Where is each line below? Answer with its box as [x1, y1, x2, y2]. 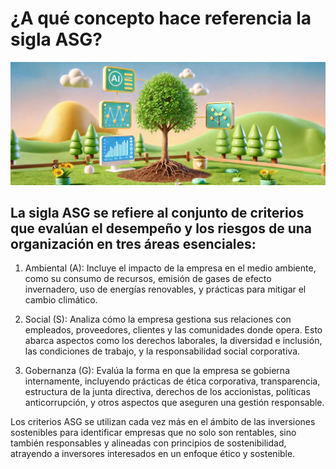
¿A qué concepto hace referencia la [10, 7, 312, 30]
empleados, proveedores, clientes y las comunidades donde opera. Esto [24, 324, 323, 336]
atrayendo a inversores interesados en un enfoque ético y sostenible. [10, 448, 296, 460]
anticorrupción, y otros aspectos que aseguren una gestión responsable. [24, 397, 325, 409]
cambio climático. [24, 294, 98, 306]
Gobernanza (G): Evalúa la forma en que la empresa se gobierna [24, 365, 290, 377]
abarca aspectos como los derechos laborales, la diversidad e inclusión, [24, 335, 323, 347]
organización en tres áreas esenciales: [10, 235, 257, 252]
